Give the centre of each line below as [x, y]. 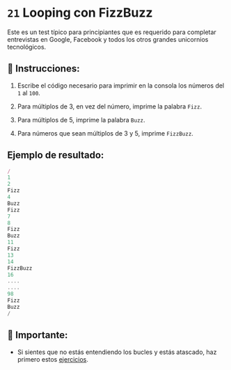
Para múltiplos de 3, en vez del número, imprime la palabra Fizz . [110, 106]
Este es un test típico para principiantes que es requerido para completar [112, 32]
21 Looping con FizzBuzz [80, 13]
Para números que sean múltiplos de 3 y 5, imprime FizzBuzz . [105, 133]
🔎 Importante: [38, 335]
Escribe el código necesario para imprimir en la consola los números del [121, 86]
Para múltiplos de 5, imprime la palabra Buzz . [81, 120]
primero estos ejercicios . [53, 359]
